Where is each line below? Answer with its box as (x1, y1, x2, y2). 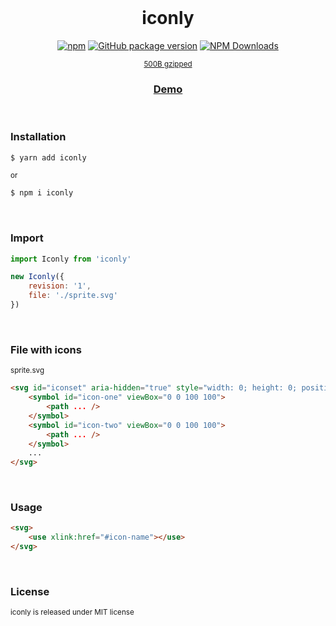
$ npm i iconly (10, 188, 74, 198)
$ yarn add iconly (10, 152, 87, 163)
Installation (10, 130, 67, 144)
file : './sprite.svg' (28, 291, 118, 301)
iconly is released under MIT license (10, 607, 135, 618)
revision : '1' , (28, 281, 92, 291)
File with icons (10, 342, 82, 356)
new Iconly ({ (10, 272, 65, 282)
